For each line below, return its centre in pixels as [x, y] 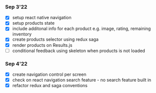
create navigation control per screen [49, 74]
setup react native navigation [42, 18]
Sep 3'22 [16, 7]
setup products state [33, 23]
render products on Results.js [42, 45]
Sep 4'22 [16, 63]
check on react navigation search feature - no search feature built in [82, 80]
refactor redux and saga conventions [50, 86]
